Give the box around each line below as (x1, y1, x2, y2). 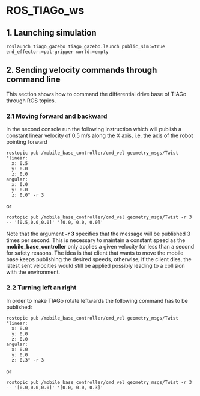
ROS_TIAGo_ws (6, 4, 85, 17)
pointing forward (6, 138, 47, 146)
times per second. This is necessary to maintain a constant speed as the (6, 237, 186, 244)
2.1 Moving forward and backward (6, 112, 108, 120)
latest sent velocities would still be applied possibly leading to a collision (6, 262, 185, 270)
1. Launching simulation (6, 28, 97, 38)
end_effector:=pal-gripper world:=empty (6, 49, 109, 55)
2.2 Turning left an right (6, 283, 77, 292)
